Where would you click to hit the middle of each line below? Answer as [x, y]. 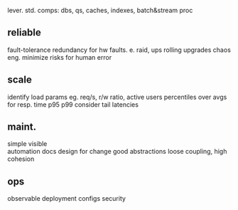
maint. [22, 127]
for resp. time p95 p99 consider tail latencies [73, 104]
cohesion [21, 159]
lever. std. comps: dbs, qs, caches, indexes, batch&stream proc [100, 10]
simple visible [27, 144]
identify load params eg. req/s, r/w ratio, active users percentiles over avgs [117, 97]
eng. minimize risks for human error [60, 57]
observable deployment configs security [67, 199]
